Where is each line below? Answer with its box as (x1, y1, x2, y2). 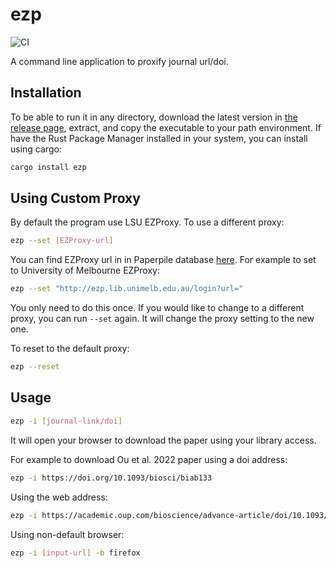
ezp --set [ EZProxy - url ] (10, 236, 114, 246)
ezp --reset (10, 362, 60, 372)
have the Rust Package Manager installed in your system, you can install (10, 132, 308, 144)
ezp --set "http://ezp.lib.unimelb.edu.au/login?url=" (10, 284, 244, 294)
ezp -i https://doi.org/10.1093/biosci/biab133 (10, 473, 213, 483)
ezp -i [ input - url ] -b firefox (10, 548, 141, 558)
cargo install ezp (10, 162, 87, 172)
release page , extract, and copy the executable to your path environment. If (10, 121, 322, 133)
